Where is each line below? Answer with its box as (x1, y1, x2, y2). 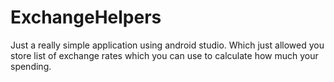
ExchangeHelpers (10, 6, 162, 29)
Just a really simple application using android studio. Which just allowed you (10, 39, 325, 51)
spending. (10, 60, 52, 72)
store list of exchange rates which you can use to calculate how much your (10, 49, 319, 61)
